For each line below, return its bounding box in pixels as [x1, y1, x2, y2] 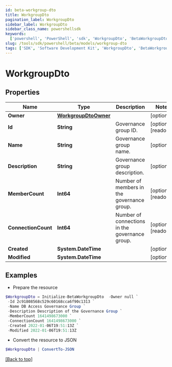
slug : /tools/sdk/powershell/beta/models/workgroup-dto [5, 41, 127, 46]
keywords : [5, 31, 27, 36]
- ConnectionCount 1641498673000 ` [7, 318, 81, 323]
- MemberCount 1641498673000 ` [7, 313, 72, 318]
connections [115, 217, 146, 225]
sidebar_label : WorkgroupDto [5, 22, 68, 27]
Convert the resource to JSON [12, 337, 77, 343]
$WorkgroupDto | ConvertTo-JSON [5, 347, 74, 352]
